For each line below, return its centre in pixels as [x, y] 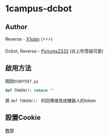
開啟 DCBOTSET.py [22, 81]
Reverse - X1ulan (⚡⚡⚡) [29, 39]
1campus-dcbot [39, 9]
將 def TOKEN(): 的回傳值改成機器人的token [51, 100]
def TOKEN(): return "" [30, 90]
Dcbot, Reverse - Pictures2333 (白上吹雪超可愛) [54, 51]
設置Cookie [23, 117]
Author [16, 27]
